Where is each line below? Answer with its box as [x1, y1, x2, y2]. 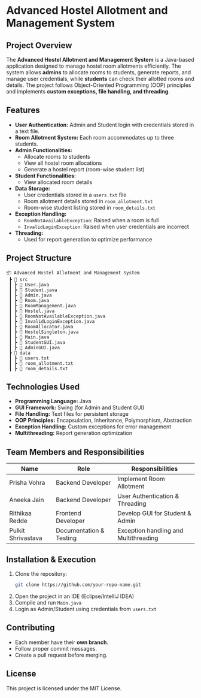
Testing [56, 534, 77, 542]
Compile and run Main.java [14, 599, 82, 606]
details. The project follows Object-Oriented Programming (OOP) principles [6, 81, 191, 89]
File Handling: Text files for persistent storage [14, 410, 129, 418]
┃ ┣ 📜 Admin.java [8, 292, 52, 298]
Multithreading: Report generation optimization [14, 430, 133, 437]
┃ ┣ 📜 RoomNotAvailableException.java [8, 313, 106, 319]
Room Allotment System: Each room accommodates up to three [14, 134, 175, 141]
